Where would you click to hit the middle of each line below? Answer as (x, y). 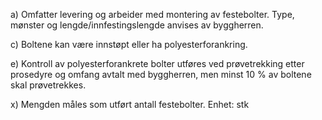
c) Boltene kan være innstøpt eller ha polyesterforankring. (129, 44)
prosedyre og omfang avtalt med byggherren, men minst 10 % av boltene (161, 74)
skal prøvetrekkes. (48, 85)
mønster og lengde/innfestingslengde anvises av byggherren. (137, 25)
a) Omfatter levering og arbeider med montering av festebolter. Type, (152, 14)
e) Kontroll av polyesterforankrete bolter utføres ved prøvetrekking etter (157, 63)
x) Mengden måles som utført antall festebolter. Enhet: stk (130, 104)
